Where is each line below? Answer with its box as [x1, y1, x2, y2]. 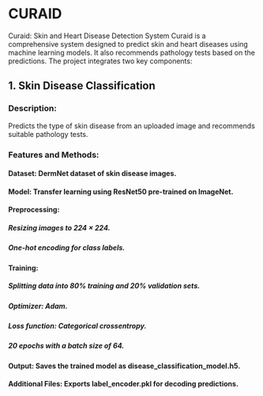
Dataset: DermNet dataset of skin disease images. [8, 169, 177, 178]
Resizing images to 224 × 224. [8, 223, 111, 232]
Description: [8, 103, 57, 114]
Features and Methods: [8, 149, 100, 160]
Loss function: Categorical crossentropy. [8, 322, 147, 331]
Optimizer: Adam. [8, 301, 69, 310]
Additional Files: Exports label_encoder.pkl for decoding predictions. [8, 379, 239, 389]
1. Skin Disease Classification [8, 79, 156, 93]
